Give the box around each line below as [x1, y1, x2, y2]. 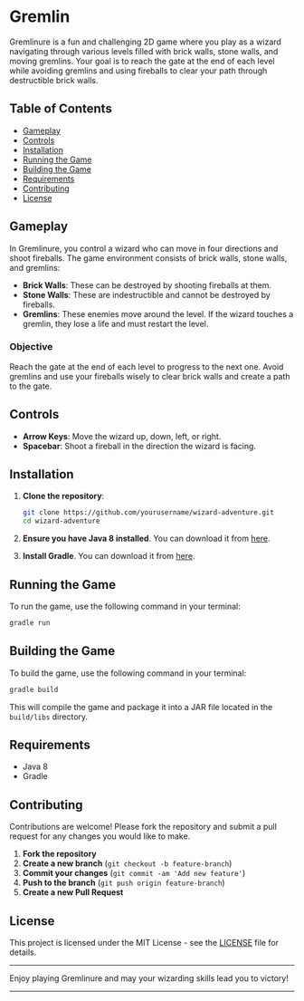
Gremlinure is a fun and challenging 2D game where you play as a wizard [9, 36, 282, 47]
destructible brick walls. [9, 74, 99, 85]
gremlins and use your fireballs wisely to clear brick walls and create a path [9, 371, 290, 381]
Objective [9, 341, 53, 353]
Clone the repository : [22, 491, 105, 502]
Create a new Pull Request [22, 887, 124, 898]
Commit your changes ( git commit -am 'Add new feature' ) [22, 868, 246, 879]
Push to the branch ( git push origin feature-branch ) [22, 877, 225, 889]
